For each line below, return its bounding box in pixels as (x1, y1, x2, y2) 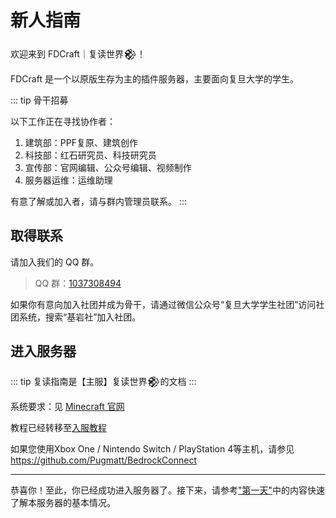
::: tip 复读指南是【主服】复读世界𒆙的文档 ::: (10, 375, 197, 387)
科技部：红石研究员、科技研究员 (24, 149, 157, 161)
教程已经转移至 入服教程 (10, 421, 107, 433)
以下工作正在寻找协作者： (10, 115, 116, 127)
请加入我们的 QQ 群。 (10, 256, 100, 268)
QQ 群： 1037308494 (34, 277, 122, 289)
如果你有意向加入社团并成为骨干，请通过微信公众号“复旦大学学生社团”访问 (10, 298, 317, 310)
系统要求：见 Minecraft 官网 (10, 400, 125, 412)
